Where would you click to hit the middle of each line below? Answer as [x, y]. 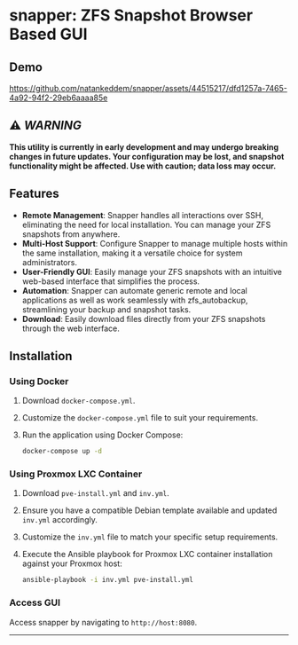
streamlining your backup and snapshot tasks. [106, 309]
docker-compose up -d [62, 452]
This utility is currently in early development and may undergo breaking [144, 146]
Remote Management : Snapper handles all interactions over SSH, [143, 215]
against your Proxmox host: [72, 563]
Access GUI [35, 602]
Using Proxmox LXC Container [76, 474]
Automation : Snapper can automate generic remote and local [135, 290]
